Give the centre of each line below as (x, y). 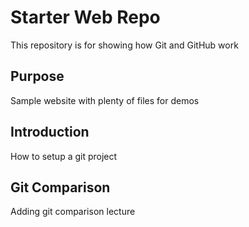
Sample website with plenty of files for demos (105, 100)
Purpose (37, 76)
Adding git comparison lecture (73, 212)
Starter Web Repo (85, 17)
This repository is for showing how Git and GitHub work (124, 45)
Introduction (50, 132)
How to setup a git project (64, 156)
